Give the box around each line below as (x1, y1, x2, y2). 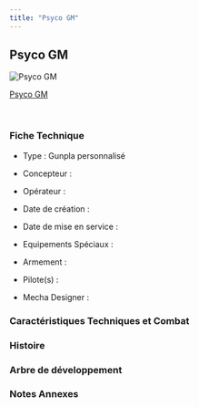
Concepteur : (22, 168, 73, 179)
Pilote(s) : (22, 274, 59, 285)
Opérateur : (22, 185, 66, 196)
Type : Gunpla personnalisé (22, 150, 125, 161)
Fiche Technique (9, 130, 85, 142)
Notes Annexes (9, 388, 79, 401)
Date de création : (22, 203, 90, 214)
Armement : (22, 256, 67, 267)
